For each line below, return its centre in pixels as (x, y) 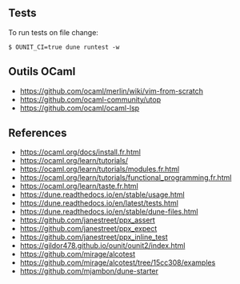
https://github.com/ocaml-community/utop (90, 99)
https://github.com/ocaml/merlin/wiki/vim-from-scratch (112, 90)
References (38, 133)
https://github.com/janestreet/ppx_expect (88, 229)
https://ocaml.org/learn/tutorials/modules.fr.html (100, 169)
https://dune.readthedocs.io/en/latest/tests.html (99, 203)
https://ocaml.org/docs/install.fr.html (80, 152)
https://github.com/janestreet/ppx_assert (88, 220)
